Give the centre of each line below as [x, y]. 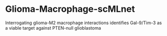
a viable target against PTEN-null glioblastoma [53, 28]
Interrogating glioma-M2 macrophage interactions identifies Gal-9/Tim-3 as [83, 23]
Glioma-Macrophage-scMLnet [70, 9]
